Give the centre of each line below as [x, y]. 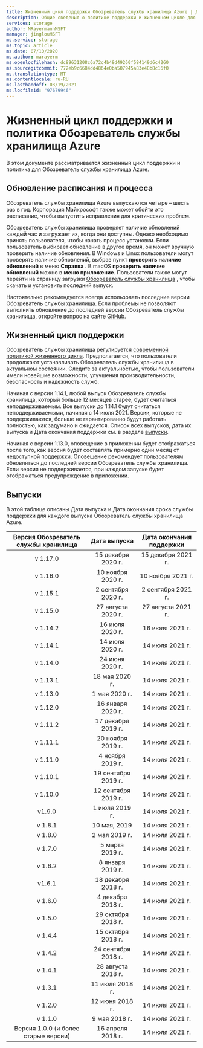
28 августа [112, 966]
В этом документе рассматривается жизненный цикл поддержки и [93, 163]
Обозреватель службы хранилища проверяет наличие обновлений [93, 227]
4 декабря [112, 897]
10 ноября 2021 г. [167, 576]
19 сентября [112, 773]
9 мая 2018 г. [112, 1019]
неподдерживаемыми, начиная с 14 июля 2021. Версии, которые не [94, 413]
